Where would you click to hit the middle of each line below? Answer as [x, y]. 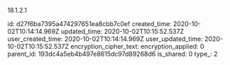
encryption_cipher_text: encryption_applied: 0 [137, 46]
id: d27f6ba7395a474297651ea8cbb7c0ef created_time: [89, 24]
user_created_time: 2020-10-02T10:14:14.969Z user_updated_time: [105, 39]
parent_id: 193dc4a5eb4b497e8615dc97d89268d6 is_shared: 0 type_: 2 [113, 54]
